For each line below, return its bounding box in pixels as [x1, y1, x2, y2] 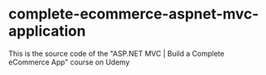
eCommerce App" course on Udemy [8, 57, 130, 67]
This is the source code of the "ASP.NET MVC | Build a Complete [8, 48, 225, 58]
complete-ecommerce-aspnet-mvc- [8, 5, 260, 23]
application [8, 22, 87, 40]
